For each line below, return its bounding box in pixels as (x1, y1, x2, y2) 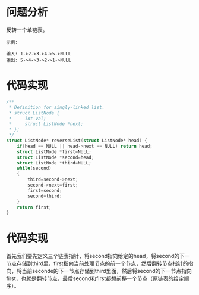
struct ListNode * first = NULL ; (17, 148, 92, 155)
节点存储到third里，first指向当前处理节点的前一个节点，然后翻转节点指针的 (6, 260, 188, 267)
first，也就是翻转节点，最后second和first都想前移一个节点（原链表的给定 (6, 275, 184, 282)
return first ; (17, 204, 52, 210)
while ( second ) (17, 165, 52, 172)
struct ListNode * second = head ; (17, 154, 94, 160)
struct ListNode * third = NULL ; (17, 160, 92, 166)
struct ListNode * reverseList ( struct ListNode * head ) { (6, 138, 147, 144)
